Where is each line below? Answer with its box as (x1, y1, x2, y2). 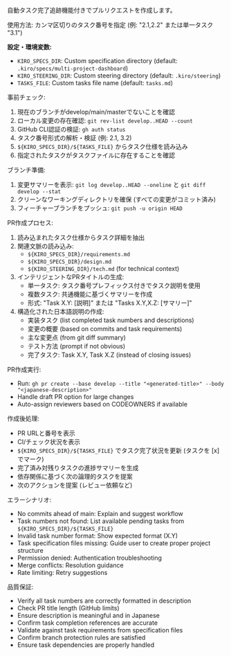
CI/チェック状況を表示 (17, 438, 81, 445)
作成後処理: (7, 414, 40, 423)
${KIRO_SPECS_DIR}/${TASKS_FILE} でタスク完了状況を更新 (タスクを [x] (17, 446, 220, 454)
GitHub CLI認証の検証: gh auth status (17, 125, 126, 133)
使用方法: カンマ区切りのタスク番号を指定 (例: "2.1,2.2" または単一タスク (7, 21, 214, 29)
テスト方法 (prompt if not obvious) (27, 342, 126, 350)
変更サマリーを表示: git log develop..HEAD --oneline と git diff (17, 181, 206, 188)
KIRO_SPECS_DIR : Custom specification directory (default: (17, 57, 178, 64)
